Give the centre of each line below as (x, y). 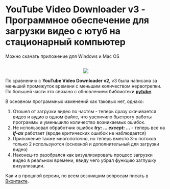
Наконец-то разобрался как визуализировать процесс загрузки (83, 155)
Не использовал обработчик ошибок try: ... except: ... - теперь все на (89, 128)
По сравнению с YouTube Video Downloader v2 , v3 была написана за (81, 81)
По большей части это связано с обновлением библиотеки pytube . (79, 92)
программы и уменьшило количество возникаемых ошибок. (79, 122)
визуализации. (29, 166)
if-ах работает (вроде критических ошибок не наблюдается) (79, 133)
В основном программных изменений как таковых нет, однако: (75, 101)
